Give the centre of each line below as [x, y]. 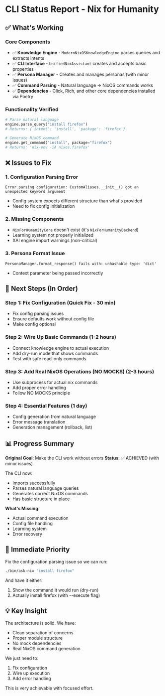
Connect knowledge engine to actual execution [61, 348]
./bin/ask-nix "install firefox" [40, 571]
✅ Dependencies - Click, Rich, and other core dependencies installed [84, 91]
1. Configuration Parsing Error [42, 177]
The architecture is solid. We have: [41, 623]
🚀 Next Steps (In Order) [42, 289]
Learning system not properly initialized [53, 235]
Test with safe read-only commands [49, 358]
